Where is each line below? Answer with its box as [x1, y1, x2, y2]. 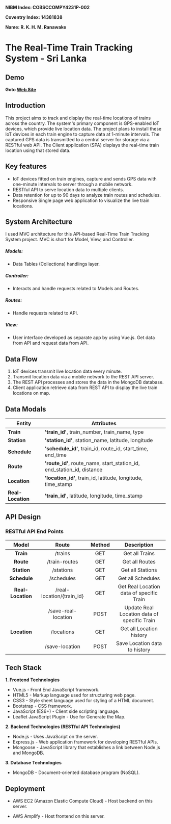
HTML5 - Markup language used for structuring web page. [12, 692, 136, 698]
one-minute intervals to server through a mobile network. [12, 181, 133, 187]
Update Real [124, 604, 154, 611]
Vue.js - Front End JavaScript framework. [12, 687, 100, 693]
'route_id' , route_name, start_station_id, [44, 459, 140, 467]
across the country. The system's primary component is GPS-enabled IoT [5, 120, 159, 126]
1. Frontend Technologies [5, 677, 60, 683]
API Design [5, 512, 41, 522]
